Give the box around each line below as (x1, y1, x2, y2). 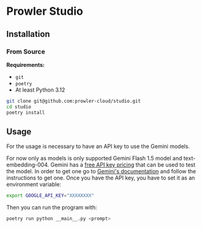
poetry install (6, 109, 45, 116)
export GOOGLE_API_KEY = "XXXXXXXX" (6, 192, 95, 199)
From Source (6, 47, 45, 56)
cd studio (6, 103, 32, 110)
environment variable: (6, 181, 61, 188)
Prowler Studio (6, 4, 84, 18)
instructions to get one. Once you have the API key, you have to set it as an (6, 174, 195, 182)
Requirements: (6, 61, 45, 68)
